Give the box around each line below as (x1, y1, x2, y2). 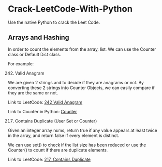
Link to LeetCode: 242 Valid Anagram (8, 99, 83, 105)
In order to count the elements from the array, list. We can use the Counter (8, 46, 156, 52)
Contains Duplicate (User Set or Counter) (15, 118, 97, 124)
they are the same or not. (8, 90, 59, 95)
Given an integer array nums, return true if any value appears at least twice (8, 127, 158, 133)
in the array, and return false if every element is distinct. (8, 132, 119, 138)
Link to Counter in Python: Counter (8, 108, 77, 114)
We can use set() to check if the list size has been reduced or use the (8, 142, 147, 148)
